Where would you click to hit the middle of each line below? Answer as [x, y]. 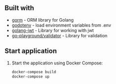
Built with [19, 8]
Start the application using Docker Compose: [57, 63]
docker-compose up [30, 76]
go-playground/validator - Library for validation [59, 35]
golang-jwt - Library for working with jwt [53, 30]
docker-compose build [34, 72]
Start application [31, 51]
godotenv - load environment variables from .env [61, 25]
